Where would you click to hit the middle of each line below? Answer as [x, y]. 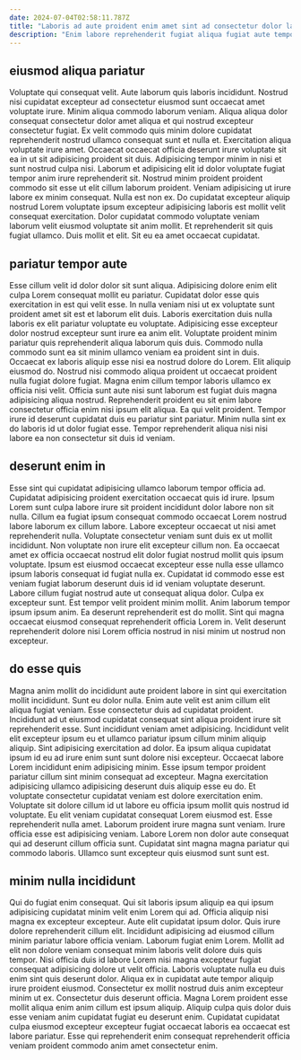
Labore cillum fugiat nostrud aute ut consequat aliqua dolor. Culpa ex [137, 593]
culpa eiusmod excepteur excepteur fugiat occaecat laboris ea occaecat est [150, 1027]
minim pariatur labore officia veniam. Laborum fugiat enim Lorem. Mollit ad [147, 941]
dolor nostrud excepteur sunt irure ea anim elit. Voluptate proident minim [143, 333]
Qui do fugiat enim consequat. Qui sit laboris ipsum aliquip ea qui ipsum [142, 903]
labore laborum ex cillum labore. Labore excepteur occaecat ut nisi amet [142, 526]
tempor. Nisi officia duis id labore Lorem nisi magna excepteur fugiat [135, 960]
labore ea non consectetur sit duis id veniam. [92, 438]
